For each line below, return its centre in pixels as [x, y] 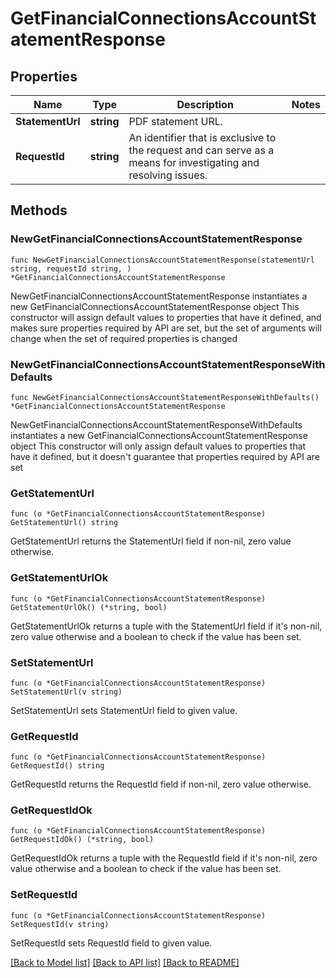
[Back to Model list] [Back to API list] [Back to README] [125, 962]
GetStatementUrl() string [64, 523]
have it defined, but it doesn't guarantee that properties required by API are [165, 456]
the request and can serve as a [201, 150]
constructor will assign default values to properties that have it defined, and [166, 317]
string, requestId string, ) [71, 268]
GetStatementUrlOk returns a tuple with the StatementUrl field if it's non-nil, [166, 626]
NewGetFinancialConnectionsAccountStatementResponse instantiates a [159, 296]
